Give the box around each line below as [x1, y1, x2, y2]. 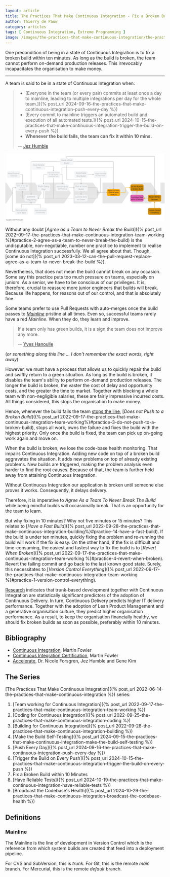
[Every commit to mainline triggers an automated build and [25, 112, 148, 118]
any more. [17, 331, 39, 337]
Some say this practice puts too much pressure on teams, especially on [5, 274, 154, 280]
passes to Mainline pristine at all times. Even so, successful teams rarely [5, 310, 156, 317]
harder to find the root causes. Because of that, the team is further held [5, 467, 154, 473]
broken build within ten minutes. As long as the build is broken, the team [5, 55, 156, 61]
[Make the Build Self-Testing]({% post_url [12, 733, 99, 740]
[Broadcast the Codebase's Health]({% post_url [12, 788, 112, 794]
